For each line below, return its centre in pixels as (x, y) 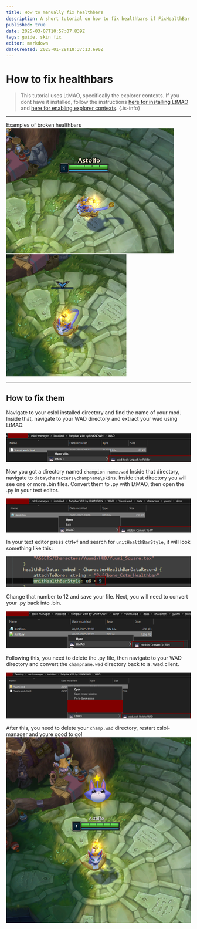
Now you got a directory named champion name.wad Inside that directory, (93, 471)
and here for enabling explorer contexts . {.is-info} (80, 108)
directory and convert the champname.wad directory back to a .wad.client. (93, 664)
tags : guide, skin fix (34, 37)
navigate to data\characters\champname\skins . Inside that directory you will (96, 478)
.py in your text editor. (33, 490)
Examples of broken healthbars (44, 125)
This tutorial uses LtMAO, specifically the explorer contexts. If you (100, 95)
